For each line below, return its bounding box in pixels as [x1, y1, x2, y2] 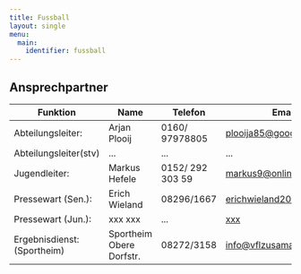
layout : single [9, 21, 66, 30]
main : [17, 38, 39, 47]
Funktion [37, 106, 76, 118]
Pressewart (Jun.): [13, 212, 92, 225]
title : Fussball [9, 13, 70, 22]
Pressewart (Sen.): [13, 193, 92, 205]
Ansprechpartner [9, 80, 109, 95]
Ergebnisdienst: [13, 233, 80, 245]
